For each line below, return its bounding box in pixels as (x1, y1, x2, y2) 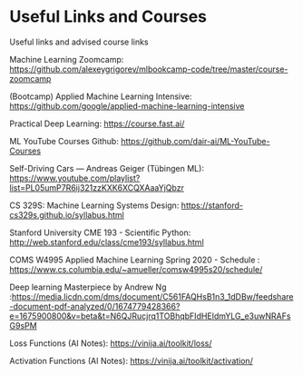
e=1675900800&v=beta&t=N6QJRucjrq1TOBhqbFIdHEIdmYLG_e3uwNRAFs (9, 311, 291, 321)
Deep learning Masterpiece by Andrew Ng (9, 281, 167, 292)
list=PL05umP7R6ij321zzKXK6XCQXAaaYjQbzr (9, 182, 184, 192)
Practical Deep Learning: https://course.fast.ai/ (9, 118, 185, 129)
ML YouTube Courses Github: (9, 135, 120, 146)
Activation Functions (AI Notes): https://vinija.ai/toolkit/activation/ (9, 355, 254, 366)
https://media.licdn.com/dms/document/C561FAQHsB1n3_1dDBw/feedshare (12, 291, 294, 301)
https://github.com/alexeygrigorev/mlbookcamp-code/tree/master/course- (9, 64, 288, 74)
